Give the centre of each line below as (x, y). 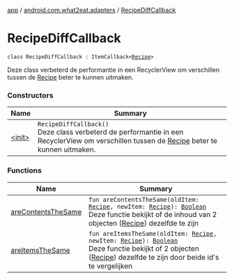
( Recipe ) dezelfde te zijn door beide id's (154, 257)
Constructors (30, 95)
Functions (24, 170)
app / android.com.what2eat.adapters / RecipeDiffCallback (92, 10)
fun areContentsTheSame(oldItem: (144, 199)
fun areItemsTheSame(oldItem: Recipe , (153, 234)
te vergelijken (110, 266)
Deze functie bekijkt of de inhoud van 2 (153, 214)
